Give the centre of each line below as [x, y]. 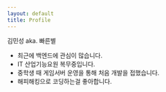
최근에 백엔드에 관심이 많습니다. [59, 55]
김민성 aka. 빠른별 [32, 40]
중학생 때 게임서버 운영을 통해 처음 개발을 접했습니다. [88, 73]
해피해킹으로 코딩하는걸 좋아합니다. [64, 81]
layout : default [30, 13]
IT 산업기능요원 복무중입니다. [56, 64]
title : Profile [29, 20]
